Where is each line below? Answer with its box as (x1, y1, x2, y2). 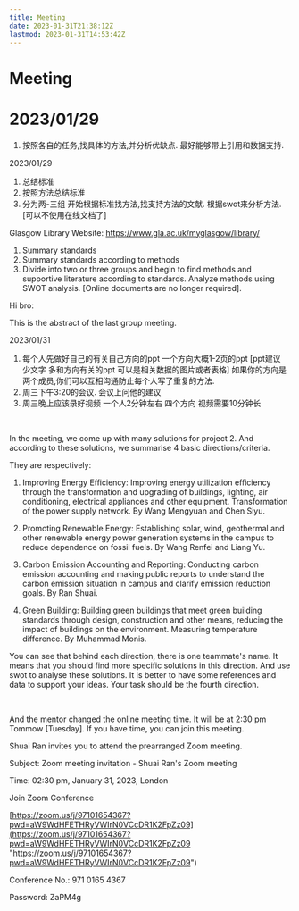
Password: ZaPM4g (9, 891, 82, 902)
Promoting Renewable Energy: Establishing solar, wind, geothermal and (21, 522, 285, 533)
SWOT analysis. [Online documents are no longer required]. (21, 282, 243, 293)
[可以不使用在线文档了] (21, 209, 107, 220)
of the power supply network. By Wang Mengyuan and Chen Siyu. (21, 506, 266, 516)
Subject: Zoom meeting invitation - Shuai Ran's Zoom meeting (9, 757, 237, 768)
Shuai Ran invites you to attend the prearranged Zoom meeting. (9, 740, 243, 751)
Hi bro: (9, 300, 34, 311)
